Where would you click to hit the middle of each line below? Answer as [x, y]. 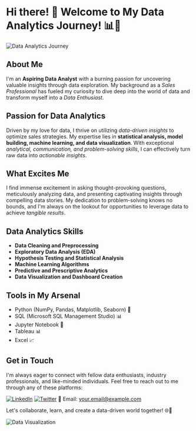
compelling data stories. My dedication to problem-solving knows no [89, 200]
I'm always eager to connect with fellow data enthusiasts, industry [86, 375]
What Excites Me [38, 173]
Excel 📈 [25, 340]
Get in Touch [30, 361]
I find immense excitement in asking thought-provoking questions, [86, 188]
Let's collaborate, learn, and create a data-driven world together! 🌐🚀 [89, 410]
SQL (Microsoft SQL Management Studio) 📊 [68, 316]
